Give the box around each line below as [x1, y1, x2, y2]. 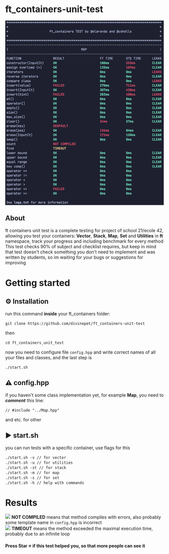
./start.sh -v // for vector [5, 455, 66, 460]
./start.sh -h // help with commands [5, 480, 84, 485]
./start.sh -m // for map [5, 470, 59, 475]
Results [5, 497, 38, 508]
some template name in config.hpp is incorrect [5, 520, 102, 526]
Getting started [5, 278, 70, 289]
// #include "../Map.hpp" [5, 408, 59, 413]
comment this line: [5, 397, 44, 403]
